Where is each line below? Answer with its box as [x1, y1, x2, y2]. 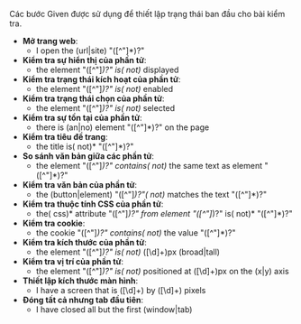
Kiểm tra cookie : [22, 218, 86, 228]
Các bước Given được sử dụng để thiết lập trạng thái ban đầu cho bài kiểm [9, 9, 286, 19]
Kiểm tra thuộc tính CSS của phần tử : [22, 199, 164, 209]
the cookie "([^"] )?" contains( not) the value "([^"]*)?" [35, 227, 236, 238]
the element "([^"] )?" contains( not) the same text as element [35, 161, 263, 171]
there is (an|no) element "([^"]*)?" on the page [35, 122, 210, 133]
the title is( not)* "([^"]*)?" [35, 141, 134, 152]
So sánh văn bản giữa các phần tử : [22, 151, 155, 162]
